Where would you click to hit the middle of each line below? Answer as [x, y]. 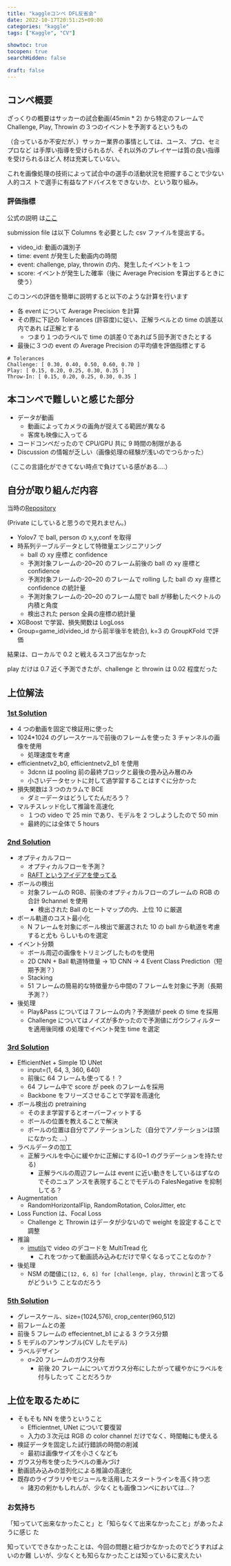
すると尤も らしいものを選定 [68, 935]
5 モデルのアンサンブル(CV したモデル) [72, 1342]
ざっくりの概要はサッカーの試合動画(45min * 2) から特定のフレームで [106, 118]
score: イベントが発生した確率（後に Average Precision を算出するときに [121, 272]
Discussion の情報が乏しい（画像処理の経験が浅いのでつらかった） [112, 452]
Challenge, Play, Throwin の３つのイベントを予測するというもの [98, 127]
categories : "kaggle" [38, 26]
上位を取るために [43, 1401]
